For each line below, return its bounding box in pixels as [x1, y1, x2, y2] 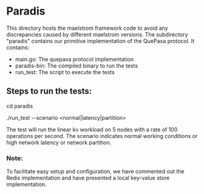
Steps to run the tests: [6, 86, 92, 97]
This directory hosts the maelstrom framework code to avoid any [6, 24, 168, 32]
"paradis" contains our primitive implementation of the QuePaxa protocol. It [6, 37, 195, 44]
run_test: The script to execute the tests [15, 68, 115, 75]
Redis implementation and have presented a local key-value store [6, 175, 170, 182]
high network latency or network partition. [6, 139, 112, 146]
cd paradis [6, 102, 33, 109]
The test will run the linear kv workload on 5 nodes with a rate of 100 [6, 126, 178, 133]
